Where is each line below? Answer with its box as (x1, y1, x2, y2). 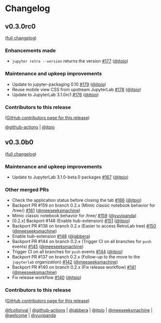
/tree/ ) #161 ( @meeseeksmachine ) (12, 208, 81, 213)
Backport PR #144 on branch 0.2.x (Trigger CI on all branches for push (12, 239, 151, 244)
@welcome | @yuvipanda (5, 312, 56, 318)
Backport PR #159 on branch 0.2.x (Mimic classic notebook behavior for (12, 202, 156, 209)
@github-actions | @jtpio (5, 124, 55, 130)
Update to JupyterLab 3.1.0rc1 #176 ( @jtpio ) (12, 92, 99, 97)
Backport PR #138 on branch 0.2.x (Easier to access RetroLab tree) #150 (12, 223, 156, 229)
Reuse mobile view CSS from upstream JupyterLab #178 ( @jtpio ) (12, 86, 142, 92)
